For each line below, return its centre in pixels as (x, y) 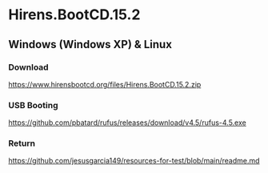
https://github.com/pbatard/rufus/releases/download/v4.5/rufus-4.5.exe (127, 123)
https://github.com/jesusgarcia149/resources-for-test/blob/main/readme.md (134, 161)
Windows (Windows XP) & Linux (90, 44)
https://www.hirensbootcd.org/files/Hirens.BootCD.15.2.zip (105, 84)
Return (22, 143)
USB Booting (33, 105)
